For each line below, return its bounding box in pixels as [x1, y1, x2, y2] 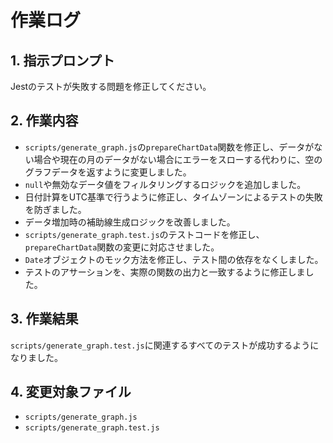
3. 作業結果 [10, 311, 79, 328]
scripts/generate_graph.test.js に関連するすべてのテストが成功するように [10, 339, 320, 351]
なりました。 [10, 351, 63, 363]
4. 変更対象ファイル [10, 384, 132, 401]
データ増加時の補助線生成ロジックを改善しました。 [24, 216, 236, 228]
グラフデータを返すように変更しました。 [24, 166, 192, 178]
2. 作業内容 [10, 112, 79, 130]
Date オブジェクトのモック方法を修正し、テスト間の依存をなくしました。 [24, 253, 324, 265]
